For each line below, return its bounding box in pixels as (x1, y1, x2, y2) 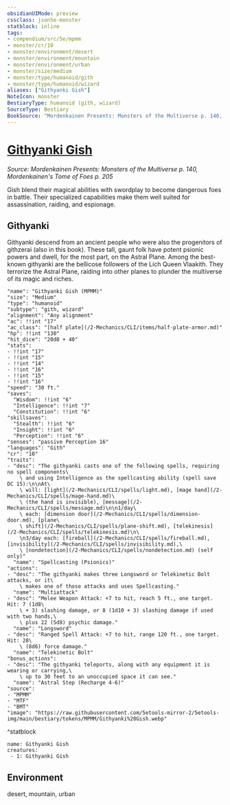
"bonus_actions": (7, 655, 57, 663)
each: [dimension (25, 511, 76, 518)
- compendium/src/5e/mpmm (7, 36, 81, 43)
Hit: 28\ (7, 637, 32, 644)
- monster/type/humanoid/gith (7, 74, 94, 81)
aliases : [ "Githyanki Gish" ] (7, 87, 91, 94)
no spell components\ (7, 469, 69, 475)
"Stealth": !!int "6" (13, 420, 76, 427)
